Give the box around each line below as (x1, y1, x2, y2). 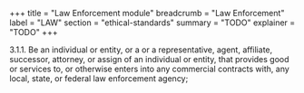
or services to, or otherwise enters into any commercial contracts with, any (9, 63, 290, 74)
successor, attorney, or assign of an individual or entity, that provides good (9, 54, 289, 64)
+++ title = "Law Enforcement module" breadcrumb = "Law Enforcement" (9, 8, 285, 18)
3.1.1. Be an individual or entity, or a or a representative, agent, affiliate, (9, 44, 273, 55)
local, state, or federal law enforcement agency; (9, 73, 189, 84)
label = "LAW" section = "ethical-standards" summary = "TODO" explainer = (9, 17, 296, 28)
